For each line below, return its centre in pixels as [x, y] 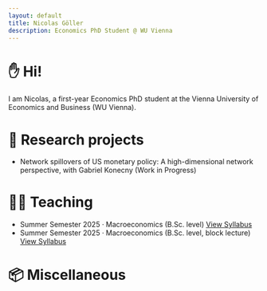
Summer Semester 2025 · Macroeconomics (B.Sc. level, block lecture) [135, 233]
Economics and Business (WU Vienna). [73, 108]
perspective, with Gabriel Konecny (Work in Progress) [108, 170]
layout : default [35, 16]
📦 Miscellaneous [67, 275]
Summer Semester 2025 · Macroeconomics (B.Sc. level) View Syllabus [136, 225]
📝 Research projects [76, 140]
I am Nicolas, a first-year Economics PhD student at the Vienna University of [133, 99]
